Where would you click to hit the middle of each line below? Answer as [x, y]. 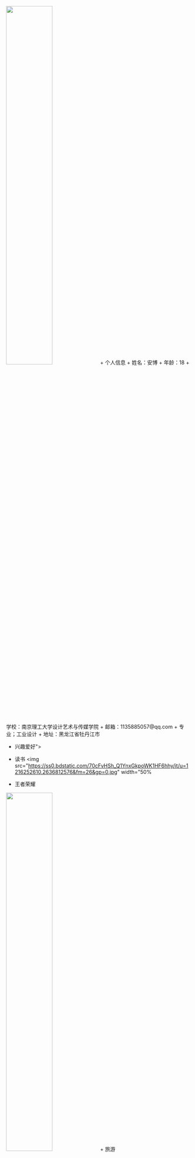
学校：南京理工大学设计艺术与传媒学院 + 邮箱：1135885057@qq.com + [92, 727]
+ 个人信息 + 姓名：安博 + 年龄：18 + [144, 362]
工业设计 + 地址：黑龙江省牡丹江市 [58, 734]
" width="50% [135, 772]
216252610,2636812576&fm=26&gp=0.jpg [66, 772]
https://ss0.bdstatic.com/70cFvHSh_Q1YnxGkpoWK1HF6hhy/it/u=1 [108, 766]
